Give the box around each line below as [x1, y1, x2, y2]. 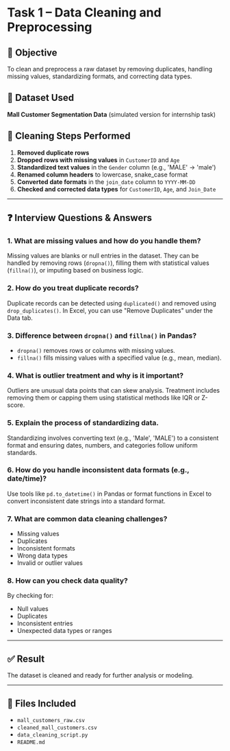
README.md [16, 739, 46, 746]
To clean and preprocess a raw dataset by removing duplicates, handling [7, 65, 213, 73]
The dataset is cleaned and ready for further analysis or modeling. [7, 671, 194, 680]
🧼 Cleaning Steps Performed [7, 130, 131, 142]
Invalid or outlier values [16, 559, 84, 567]
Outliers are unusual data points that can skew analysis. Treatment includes [7, 386, 220, 395]
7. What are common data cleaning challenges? [7, 513, 168, 523]
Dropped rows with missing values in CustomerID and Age [16, 156, 180, 164]
